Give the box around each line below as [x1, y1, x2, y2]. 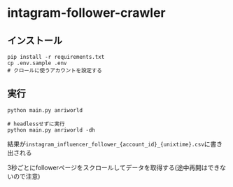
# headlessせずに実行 [7, 120, 65, 127]
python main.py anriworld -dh [7, 126, 96, 134]
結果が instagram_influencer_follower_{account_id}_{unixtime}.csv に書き [7, 139, 223, 148]
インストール [7, 34, 63, 46]
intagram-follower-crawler [7, 5, 166, 21]
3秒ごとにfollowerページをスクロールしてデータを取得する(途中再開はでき [7, 163, 220, 172]
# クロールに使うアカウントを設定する [7, 67, 103, 74]
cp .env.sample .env [7, 60, 68, 67]
